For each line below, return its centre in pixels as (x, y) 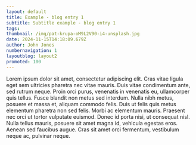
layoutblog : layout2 (32, 56)
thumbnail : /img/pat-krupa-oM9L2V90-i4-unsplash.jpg (73, 34)
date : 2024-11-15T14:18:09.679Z (46, 39)
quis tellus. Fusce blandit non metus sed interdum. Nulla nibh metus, (90, 98)
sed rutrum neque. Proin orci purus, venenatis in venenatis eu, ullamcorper (98, 91)
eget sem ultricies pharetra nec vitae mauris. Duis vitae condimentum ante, (98, 85)
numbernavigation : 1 (32, 51)
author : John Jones (30, 45)
